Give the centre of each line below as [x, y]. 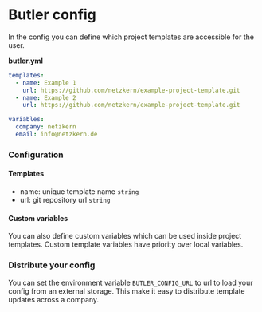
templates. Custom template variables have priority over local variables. [126, 244]
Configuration [36, 155]
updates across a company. [54, 299]
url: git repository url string [65, 200]
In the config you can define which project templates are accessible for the [131, 37]
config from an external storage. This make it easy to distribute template [127, 291]
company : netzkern [46, 127]
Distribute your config [52, 265]
